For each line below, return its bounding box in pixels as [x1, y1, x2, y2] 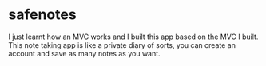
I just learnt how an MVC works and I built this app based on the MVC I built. [8, 32, 259, 41]
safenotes [8, 6, 77, 24]
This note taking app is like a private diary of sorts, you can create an [8, 40, 236, 49]
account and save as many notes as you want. [8, 49, 161, 58]
